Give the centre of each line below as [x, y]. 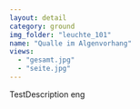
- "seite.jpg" [44, 69]
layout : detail [38, 18]
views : [22, 52]
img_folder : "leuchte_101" [60, 35]
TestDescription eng [47, 94]
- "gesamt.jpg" [46, 60]
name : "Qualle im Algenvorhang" [70, 43]
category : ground [42, 26]
